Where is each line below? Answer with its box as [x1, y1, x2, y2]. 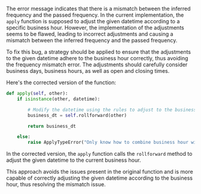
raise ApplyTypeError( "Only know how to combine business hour [28, 140, 188, 146]
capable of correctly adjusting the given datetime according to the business [6, 174, 193, 181]
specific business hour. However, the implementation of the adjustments [6, 24, 184, 31]
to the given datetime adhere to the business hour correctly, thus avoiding [6, 55, 188, 61]
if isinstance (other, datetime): [17, 96, 100, 102]
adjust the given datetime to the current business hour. [6, 156, 141, 164]
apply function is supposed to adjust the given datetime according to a [6, 18, 180, 24]
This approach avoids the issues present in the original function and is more [6, 168, 193, 175]
